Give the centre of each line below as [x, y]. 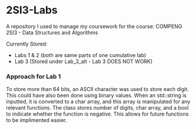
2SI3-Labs [32, 10]
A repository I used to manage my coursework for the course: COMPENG [94, 26]
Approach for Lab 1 [34, 76]
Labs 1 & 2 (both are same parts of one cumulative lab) [80, 55]
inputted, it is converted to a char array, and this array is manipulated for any [98, 102]
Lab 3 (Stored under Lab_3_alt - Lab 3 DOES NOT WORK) [84, 61]
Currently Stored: [27, 44]
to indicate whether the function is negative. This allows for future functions [97, 114]
